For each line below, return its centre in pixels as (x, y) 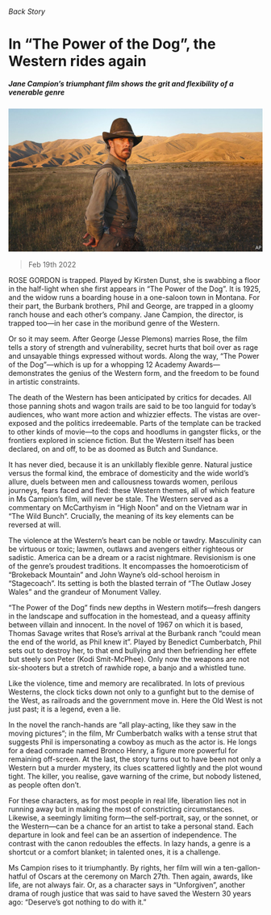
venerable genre (37, 92)
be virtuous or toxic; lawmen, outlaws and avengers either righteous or (126, 549)
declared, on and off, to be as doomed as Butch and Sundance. (113, 449)
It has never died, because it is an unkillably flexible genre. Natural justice (130, 465)
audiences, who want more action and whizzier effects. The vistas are (125, 415)
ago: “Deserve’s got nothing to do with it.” (77, 902)
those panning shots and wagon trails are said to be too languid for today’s (132, 406)
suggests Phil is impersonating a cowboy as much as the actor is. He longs (133, 742)
